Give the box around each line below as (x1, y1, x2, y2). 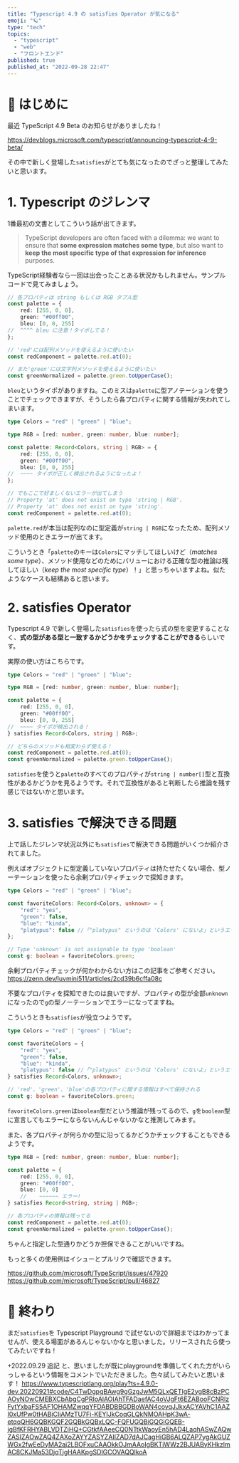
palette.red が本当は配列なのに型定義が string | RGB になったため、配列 (7, 523, 218, 532)
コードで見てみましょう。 (7, 279, 83, 288)
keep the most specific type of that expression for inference (24, 248, 206, 257)
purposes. (24, 256, 55, 264)
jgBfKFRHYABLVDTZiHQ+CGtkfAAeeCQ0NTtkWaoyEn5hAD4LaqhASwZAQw (7, 1425, 232, 1433)
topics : (7, 30, 31, 38)
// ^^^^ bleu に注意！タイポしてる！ (7, 327, 110, 334)
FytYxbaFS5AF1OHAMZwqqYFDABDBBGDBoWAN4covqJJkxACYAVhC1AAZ (7, 1402, 230, 1410)
